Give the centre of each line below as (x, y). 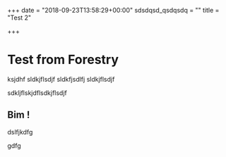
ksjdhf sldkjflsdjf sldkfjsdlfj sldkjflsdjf (61, 79)
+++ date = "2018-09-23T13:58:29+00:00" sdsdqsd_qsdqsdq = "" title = (113, 10)
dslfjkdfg (20, 132)
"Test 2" (19, 18)
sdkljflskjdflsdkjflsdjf (37, 93)
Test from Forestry (63, 60)
